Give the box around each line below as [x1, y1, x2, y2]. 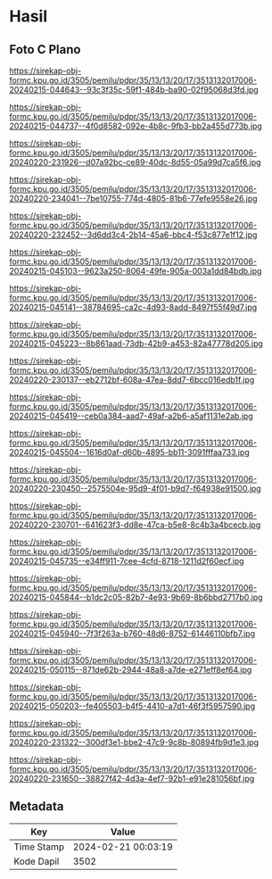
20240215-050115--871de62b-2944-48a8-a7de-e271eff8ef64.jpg [9, 665, 252, 675]
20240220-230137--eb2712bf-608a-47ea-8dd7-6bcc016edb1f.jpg [9, 375, 255, 385]
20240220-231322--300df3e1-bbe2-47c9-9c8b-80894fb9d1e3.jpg [9, 737, 259, 747]
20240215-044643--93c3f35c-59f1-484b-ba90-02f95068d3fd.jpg [9, 85, 259, 95]
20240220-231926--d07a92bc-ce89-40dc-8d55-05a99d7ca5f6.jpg [9, 157, 261, 167]
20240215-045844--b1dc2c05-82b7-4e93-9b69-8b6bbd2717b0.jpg [9, 592, 263, 602]
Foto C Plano [9, 42, 81, 57]
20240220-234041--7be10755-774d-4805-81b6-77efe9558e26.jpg [9, 194, 258, 203]
